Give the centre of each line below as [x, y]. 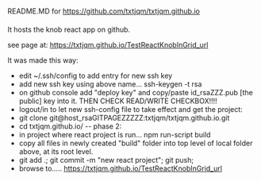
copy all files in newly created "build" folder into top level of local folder [136, 143]
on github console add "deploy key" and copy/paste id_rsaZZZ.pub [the [136, 92]
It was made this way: [43, 60]
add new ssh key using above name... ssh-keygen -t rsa [110, 84]
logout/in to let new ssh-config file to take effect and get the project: [130, 109]
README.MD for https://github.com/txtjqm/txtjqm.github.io [104, 11]
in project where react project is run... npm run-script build [115, 135]
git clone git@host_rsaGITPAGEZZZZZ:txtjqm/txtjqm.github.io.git [124, 118]
